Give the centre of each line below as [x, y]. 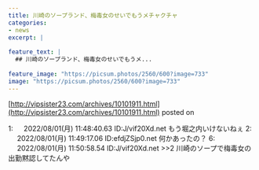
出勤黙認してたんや [39, 157]
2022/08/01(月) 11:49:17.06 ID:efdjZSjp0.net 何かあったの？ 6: [116, 138]
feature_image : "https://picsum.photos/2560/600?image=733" [109, 74]
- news [19, 30]
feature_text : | [35, 52]
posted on [178, 112]
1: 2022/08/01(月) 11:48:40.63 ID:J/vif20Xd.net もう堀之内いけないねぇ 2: [130, 128]
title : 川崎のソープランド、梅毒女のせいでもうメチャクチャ [93, 15]
